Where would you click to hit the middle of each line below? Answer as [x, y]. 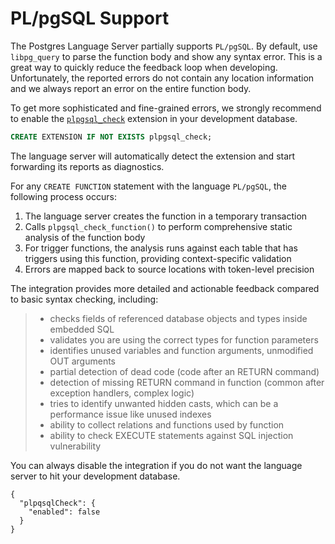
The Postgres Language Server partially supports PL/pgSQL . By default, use [164, 46]
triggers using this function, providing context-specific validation [158, 258]
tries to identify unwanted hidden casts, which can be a [164, 403]
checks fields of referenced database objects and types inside [178, 318]
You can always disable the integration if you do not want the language [156, 465]
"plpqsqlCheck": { [58, 503]
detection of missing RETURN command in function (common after [187, 382]
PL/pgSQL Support [90, 18]
